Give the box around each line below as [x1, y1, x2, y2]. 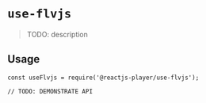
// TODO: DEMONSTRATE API [7, 87, 93, 95]
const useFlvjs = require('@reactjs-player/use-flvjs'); [7, 74, 200, 82]
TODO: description [26, 29, 89, 39]
